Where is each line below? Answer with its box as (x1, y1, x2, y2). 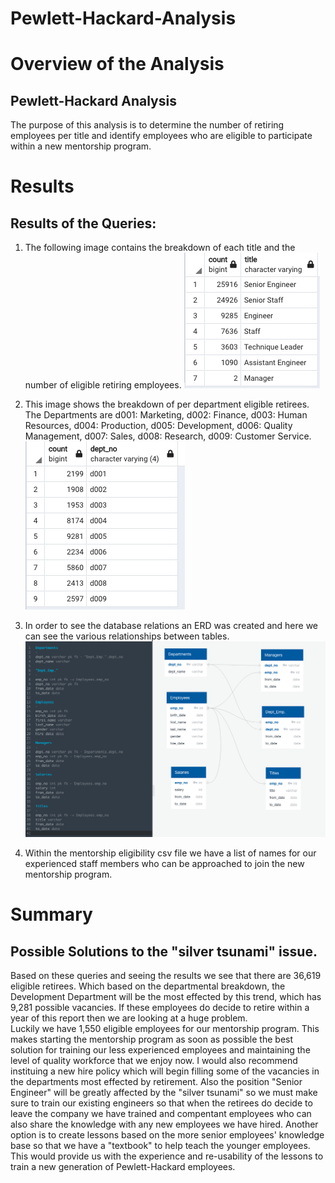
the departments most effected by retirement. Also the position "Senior (10, 1075, 303, 1087)
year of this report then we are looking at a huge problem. (10, 1012, 248, 1024)
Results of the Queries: (10, 215, 157, 232)
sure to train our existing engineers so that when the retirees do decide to (10, 1097, 313, 1109)
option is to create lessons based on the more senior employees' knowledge (10, 1128, 325, 1141)
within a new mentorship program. (10, 140, 152, 152)
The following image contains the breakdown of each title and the (24, 242, 296, 254)
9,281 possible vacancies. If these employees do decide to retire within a (10, 1001, 310, 1013)
